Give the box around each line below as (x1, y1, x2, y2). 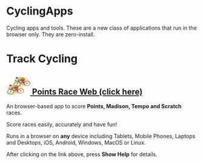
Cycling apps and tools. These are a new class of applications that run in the (6, 24, 197, 31)
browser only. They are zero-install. (6, 30, 95, 38)
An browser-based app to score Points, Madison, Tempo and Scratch (6, 102, 182, 110)
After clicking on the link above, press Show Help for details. (6, 150, 158, 158)
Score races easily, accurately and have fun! (6, 120, 117, 128)
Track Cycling (6, 52, 78, 66)
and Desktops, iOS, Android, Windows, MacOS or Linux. (6, 139, 146, 146)
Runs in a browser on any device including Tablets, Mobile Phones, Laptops (6, 132, 196, 140)
